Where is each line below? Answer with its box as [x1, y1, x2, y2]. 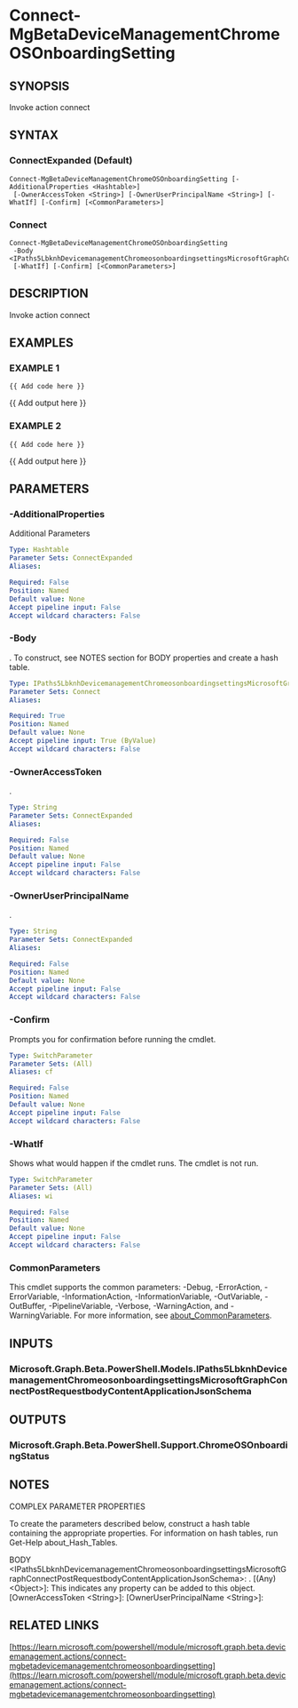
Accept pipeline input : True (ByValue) [9, 737, 157, 746]
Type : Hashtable [9, 546, 69, 555]
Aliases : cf [9, 1067, 53, 1076]
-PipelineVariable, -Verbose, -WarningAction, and [48, 1301, 229, 1312]
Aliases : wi [9, 1192, 53, 1201]
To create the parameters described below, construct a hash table [9, 1518, 251, 1528]
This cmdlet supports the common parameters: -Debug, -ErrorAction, [9, 1281, 263, 1293]
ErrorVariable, [9, 1291, 60, 1302]
